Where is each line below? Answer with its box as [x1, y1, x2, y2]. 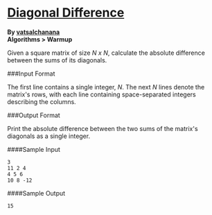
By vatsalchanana [7, 28, 60, 36]
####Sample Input [7, 145, 61, 153]
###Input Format [7, 69, 55, 78]
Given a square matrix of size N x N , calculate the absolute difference [7, 49, 206, 57]
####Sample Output [7, 189, 66, 197]
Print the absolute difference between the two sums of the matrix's [7, 124, 199, 132]
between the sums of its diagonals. [7, 55, 107, 64]
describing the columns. [7, 97, 76, 105]
